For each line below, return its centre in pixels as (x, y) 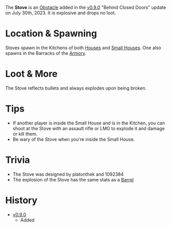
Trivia (18, 160)
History (21, 200)
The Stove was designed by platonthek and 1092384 (68, 174)
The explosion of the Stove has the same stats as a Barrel (73, 179)
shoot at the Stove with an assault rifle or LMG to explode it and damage (89, 128)
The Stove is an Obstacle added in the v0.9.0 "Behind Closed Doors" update (86, 7)
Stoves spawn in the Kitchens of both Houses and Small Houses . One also (83, 48)
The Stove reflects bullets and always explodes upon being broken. (76, 88)
